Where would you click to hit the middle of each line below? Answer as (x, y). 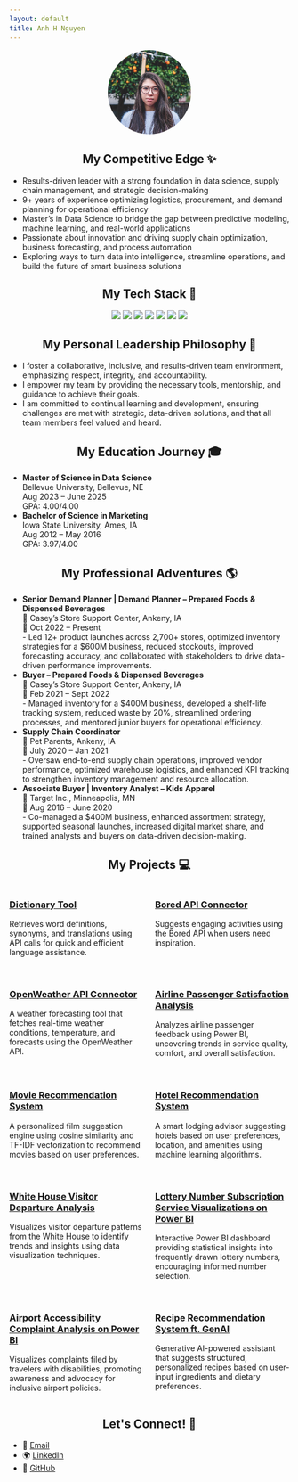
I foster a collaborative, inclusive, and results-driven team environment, (153, 366)
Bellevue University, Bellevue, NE (83, 487)
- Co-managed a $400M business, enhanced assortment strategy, (144, 816)
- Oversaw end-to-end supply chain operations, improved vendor (142, 760)
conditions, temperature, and (62, 1033)
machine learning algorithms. (209, 1154)
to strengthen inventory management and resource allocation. (135, 779)
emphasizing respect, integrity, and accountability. (115, 375)
